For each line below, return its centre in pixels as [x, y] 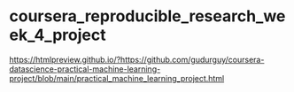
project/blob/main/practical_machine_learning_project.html [117, 78]
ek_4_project [58, 35]
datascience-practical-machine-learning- [85, 69]
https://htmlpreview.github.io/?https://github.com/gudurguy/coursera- [137, 59]
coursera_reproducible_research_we [147, 16]
